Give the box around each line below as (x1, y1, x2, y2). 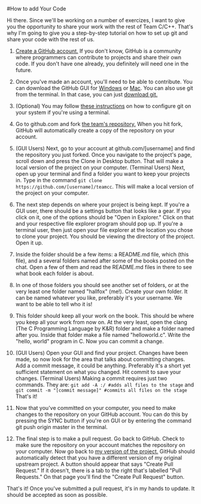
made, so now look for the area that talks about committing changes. (15, 356, 185, 363)
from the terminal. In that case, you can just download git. (15, 91, 158, 98)
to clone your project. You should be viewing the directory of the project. (15, 233, 195, 240)
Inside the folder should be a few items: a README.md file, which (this (15, 251, 189, 258)
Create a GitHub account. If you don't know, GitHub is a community (15, 47, 181, 55)
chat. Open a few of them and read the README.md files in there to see (15, 264, 192, 270)
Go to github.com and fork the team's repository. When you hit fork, (15, 120, 183, 128)
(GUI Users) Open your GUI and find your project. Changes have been (15, 349, 188, 356)
